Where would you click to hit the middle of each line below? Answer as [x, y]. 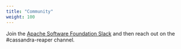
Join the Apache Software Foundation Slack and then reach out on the [90, 33]
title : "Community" [30, 11]
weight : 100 [20, 17]
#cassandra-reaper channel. [40, 40]
